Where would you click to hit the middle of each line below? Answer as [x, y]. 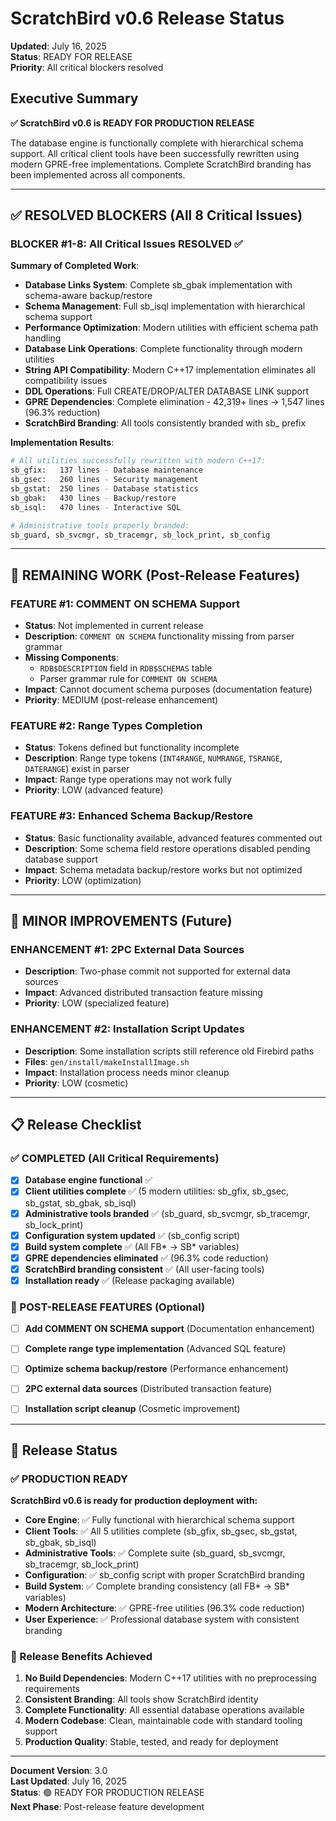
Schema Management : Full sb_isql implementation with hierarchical [165, 306]
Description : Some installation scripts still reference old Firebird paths [169, 1051]
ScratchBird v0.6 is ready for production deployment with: [134, 1501]
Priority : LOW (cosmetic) [76, 1083]
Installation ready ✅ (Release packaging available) [129, 1280]
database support [61, 859]
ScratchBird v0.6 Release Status [147, 18]
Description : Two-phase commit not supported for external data [157, 971]
